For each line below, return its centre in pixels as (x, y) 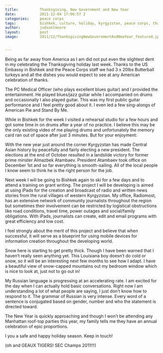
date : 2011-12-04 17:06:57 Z (45, 14)
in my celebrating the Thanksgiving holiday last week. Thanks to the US (76, 64)
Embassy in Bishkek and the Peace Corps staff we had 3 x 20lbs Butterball (80, 69)
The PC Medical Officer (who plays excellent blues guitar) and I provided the (81, 89)
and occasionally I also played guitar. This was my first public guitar (73, 99)
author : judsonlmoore (36, 28)
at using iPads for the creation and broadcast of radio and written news (76, 190)
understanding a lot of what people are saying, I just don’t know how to (76, 291)
